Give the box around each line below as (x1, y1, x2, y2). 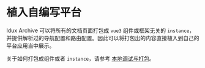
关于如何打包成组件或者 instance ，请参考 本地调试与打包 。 (6, 55, 155, 62)
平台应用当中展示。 (6, 42, 55, 49)
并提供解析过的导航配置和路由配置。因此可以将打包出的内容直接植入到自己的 (6, 34, 199, 41)
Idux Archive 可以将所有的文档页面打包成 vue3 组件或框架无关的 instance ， (6, 27, 195, 34)
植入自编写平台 (6, 5, 82, 19)
